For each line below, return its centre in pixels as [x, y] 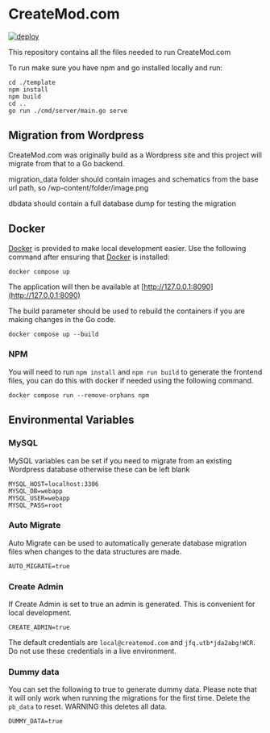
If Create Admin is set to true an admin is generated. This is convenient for [132, 604]
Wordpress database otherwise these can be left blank [99, 469]
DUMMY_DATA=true [35, 722]
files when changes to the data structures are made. [95, 551]
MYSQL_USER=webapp [39, 498]
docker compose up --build [54, 334]
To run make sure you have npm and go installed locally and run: [116, 67]
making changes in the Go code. [62, 319]
